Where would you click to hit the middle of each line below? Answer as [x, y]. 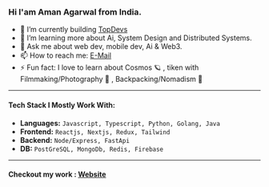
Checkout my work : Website [57, 174]
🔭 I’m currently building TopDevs [74, 30]
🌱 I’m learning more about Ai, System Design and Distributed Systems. [136, 38]
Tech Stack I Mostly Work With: [62, 105]
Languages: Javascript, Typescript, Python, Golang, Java [120, 123]
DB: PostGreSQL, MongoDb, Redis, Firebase [92, 148]
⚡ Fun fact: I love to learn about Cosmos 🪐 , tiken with [109, 67]
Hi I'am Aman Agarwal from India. [75, 12]
